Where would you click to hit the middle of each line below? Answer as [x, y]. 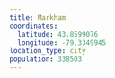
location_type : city [48, 51]
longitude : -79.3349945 [62, 43]
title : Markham [38, 17]
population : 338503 [46, 59]
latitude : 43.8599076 [58, 34]
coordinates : [34, 26]
